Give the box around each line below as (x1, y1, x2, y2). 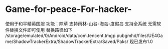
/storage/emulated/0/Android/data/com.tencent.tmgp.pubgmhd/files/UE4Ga (5, 32, 163, 38)
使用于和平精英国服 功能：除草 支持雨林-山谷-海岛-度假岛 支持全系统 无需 (5, 20, 157, 26)
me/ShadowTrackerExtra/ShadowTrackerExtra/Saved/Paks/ (5, 38, 129, 44)
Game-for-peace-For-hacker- (5, 3, 132, 15)
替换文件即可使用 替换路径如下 (9, 26, 73, 33)
